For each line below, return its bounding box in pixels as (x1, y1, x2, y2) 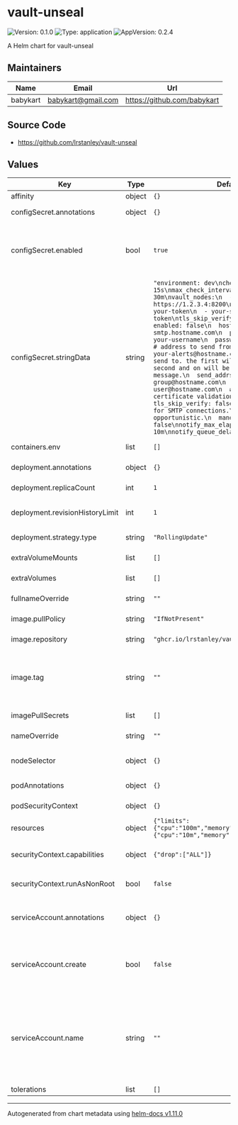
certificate (153, 393, 193, 401)
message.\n (153, 371, 190, 379)
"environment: (153, 279, 201, 287)
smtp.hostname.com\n (153, 329, 223, 337)
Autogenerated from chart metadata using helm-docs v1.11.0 (7, 1109, 183, 1118)
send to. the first (153, 357, 219, 365)
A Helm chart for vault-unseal (7, 41, 94, 50)
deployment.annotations (11, 462, 92, 472)
